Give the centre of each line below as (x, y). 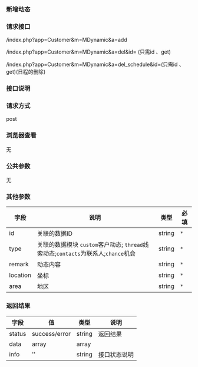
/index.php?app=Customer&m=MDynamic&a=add (67, 40)
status (18, 333)
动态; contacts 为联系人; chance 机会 (89, 253)
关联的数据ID (55, 234)
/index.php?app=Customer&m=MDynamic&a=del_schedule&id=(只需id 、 (95, 65)
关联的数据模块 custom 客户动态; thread (90, 244)
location (20, 275)
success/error (51, 333)
